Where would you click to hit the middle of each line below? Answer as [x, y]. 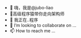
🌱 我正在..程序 [24, 20]
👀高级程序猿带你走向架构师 [37, 14]
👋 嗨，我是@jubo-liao [31, 8]
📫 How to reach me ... [32, 31]
